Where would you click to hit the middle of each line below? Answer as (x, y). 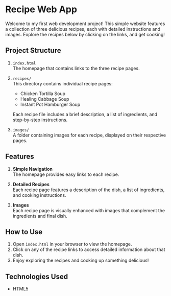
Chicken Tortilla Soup (43, 94)
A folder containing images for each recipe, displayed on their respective (89, 135)
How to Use (24, 232)
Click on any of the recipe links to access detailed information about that (89, 249)
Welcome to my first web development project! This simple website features (85, 24)
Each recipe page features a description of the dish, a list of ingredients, (89, 190)
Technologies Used (36, 276)
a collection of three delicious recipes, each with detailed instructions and (83, 29)
